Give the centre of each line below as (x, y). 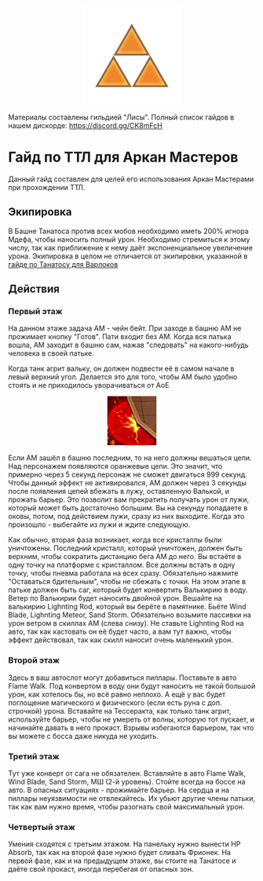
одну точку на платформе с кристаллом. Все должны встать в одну (122, 565)
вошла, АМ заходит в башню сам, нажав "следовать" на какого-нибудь (128, 345)
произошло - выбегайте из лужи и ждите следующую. (99, 525)
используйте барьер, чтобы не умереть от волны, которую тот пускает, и (131, 719)
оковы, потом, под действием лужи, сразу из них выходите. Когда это (126, 517)
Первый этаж (35, 312)
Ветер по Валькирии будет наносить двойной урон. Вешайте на (115, 598)
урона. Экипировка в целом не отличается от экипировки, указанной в (128, 256)
